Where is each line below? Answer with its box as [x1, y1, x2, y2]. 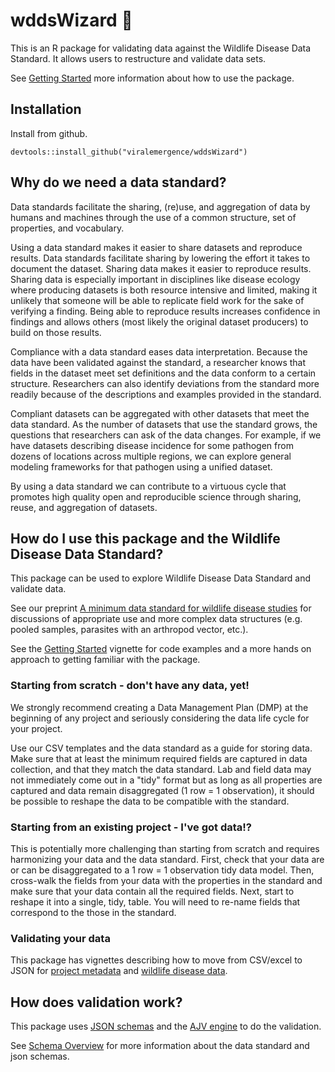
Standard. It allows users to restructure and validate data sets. [10, 52, 267, 64]
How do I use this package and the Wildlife [10, 530, 281, 547]
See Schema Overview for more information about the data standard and [10, 1040, 310, 1052]
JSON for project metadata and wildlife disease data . [10, 965, 228, 977]
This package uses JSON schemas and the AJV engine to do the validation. [10, 1020, 322, 1033]
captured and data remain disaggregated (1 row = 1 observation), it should [10, 784, 315, 796]
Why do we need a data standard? [10, 174, 227, 191]
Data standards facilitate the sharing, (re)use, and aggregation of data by [10, 200, 311, 213]
